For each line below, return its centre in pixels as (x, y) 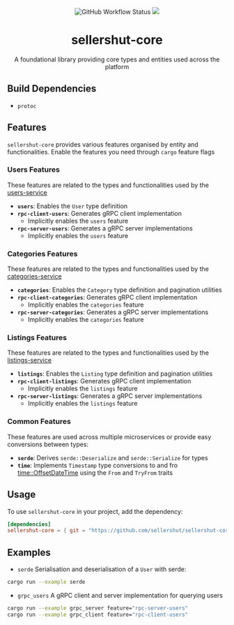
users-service (27, 192)
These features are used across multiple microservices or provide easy (109, 436)
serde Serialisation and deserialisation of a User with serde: (102, 569)
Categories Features (42, 253)
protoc (27, 106)
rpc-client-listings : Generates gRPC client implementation (104, 381)
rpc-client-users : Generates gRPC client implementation (100, 213)
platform (117, 66)
